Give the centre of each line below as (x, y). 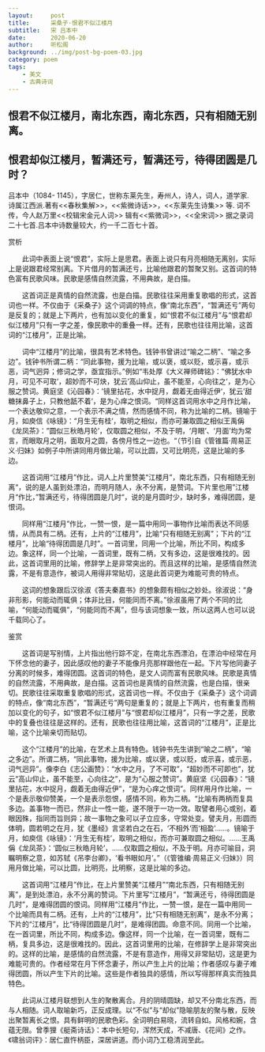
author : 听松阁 (38, 45)
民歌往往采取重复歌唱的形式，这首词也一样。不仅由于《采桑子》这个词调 (139, 692)
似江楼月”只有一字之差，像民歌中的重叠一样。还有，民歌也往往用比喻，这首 (131, 324)
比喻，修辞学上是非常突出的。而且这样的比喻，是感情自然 (156, 563)
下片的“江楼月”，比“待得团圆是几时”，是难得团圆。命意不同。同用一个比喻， (132, 924)
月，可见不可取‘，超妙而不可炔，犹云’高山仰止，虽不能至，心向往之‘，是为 (128, 381)
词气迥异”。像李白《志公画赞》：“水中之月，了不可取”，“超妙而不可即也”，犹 (131, 769)
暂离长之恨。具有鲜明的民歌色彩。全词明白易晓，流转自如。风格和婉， (136, 1020)
